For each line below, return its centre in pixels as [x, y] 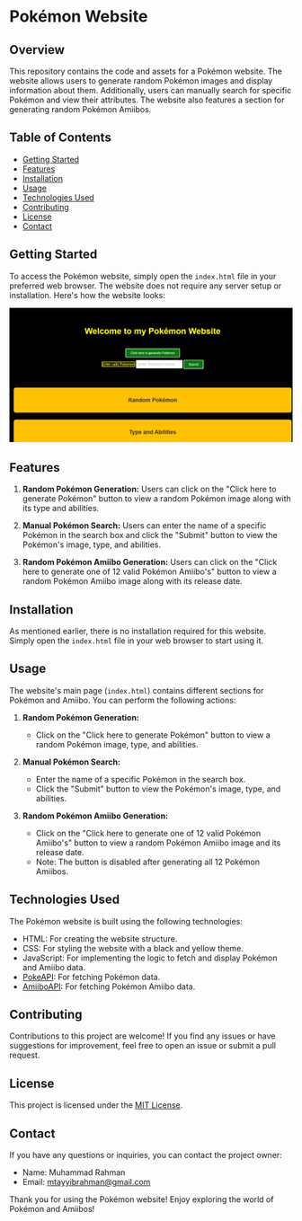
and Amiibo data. [54, 967]
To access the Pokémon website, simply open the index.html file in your [143, 276]
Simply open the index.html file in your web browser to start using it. [136, 641]
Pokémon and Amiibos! [52, 1209]
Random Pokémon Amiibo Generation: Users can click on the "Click [150, 562]
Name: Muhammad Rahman [74, 1172]
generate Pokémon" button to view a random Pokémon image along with [157, 499]
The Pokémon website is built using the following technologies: [126, 921]
